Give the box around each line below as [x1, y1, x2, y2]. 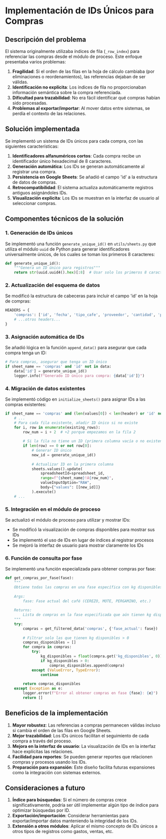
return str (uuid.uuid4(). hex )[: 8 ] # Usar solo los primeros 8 [14, 270, 147, 275]
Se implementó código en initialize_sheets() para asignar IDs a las [5, 396, 146, 402]
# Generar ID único [31, 448, 72, 453]
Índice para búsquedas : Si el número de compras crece [12, 797, 127, 803]
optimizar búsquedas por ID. [12, 807, 70, 813]
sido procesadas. [12, 100, 48, 106]
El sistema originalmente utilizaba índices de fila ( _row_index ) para [5, 49, 140, 54]
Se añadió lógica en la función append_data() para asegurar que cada [5, 345, 147, 351]
